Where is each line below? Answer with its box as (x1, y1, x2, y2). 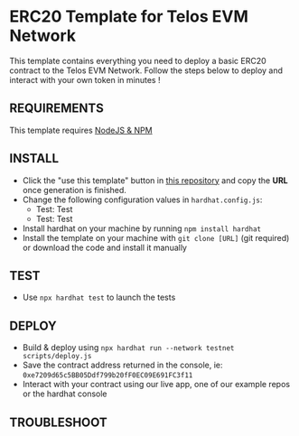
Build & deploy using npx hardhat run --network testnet (22, 342, 235, 353)
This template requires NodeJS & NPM (9, 125, 153, 135)
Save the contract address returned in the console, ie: (22, 359, 223, 371)
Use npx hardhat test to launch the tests (22, 292, 176, 303)
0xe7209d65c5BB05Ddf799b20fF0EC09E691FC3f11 (22, 371, 193, 380)
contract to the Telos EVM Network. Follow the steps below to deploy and (9, 65, 283, 76)
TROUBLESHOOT (9, 414, 108, 430)
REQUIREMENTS (9, 101, 104, 116)
